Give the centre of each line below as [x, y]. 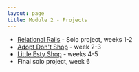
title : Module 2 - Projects [47, 20]
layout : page [26, 13]
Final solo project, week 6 [54, 61]
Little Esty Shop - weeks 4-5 [57, 54]
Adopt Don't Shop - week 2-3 [59, 47]
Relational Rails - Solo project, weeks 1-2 [75, 39]
